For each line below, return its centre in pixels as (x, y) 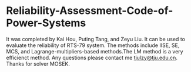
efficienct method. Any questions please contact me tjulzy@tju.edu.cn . (92, 57)
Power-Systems (46, 23)
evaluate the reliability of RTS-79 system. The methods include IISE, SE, (93, 45)
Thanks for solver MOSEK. (38, 64)
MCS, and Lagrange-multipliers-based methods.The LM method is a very (95, 51)
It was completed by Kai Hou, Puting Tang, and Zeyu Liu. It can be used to (95, 39)
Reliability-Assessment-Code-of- (90, 11)
